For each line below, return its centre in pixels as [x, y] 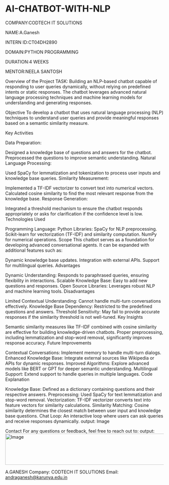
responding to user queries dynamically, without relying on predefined [78, 87]
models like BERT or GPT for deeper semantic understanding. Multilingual [81, 369]
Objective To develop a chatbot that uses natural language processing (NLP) [84, 112]
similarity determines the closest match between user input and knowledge [83, 410]
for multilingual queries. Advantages [43, 265]
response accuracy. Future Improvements [48, 342]
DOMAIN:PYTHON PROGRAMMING [42, 52]
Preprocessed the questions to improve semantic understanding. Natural [80, 158]
